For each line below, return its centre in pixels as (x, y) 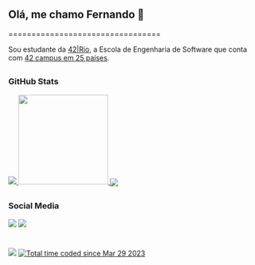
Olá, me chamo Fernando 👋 (76, 15)
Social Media (34, 206)
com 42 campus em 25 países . (59, 57)
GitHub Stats (33, 82)
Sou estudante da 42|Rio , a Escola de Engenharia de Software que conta (128, 49)
